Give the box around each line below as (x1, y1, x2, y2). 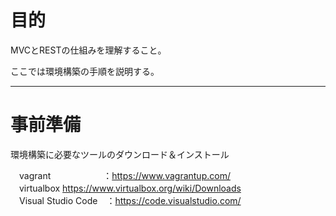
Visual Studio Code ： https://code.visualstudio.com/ (18, 194, 242, 206)
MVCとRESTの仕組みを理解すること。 (10, 44, 167, 56)
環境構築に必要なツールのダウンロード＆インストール (10, 148, 230, 160)
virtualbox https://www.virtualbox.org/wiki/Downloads (18, 182, 242, 194)
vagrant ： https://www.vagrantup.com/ (18, 169, 231, 181)
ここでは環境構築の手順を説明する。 (10, 65, 160, 77)
